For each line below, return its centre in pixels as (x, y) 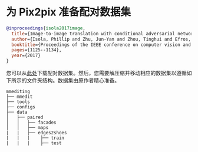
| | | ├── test (34, 143)
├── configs (21, 107)
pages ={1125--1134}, (37, 50)
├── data (17, 113)
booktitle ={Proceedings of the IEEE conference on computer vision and (101, 45)
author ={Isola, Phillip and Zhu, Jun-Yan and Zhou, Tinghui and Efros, (101, 39)
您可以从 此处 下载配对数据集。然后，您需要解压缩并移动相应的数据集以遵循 (96, 73)
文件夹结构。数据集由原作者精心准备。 (73, 81)
